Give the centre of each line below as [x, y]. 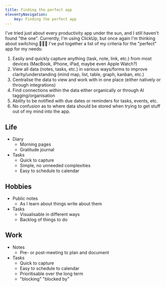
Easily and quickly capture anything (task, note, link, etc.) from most [82, 59]
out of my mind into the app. [41, 111]
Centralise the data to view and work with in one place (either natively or [86, 80]
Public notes [25, 198]
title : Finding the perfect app [39, 10]
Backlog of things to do [44, 220]
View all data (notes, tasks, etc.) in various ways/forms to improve [80, 69]
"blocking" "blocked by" [44, 279]
